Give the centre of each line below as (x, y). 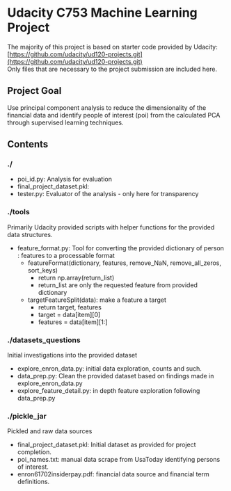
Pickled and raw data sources (50, 431)
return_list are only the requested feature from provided (118, 285)
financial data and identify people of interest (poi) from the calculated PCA (114, 115)
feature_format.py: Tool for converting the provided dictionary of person (121, 248)
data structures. (30, 234)
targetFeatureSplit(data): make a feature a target (97, 300)
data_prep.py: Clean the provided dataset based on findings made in (115, 376)
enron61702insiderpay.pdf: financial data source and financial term (113, 474)
